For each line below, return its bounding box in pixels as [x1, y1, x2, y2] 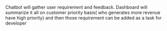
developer [5, 20, 27, 26]
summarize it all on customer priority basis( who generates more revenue [5, 9, 161, 15]
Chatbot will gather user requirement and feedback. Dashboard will [5, 4, 147, 10]
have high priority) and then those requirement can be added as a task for [5, 15, 162, 20]
